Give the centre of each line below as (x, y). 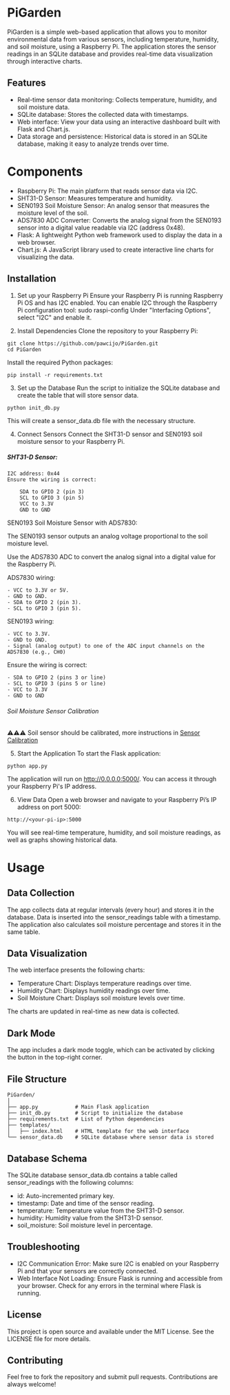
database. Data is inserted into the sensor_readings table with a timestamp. (114, 917)
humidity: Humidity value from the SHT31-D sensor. (90, 1217)
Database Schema (47, 1158)
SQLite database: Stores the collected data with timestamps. (103, 114)
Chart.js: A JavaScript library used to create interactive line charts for (115, 250)
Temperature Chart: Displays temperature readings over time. (104, 984)
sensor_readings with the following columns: (71, 1182)
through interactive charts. (45, 61)
